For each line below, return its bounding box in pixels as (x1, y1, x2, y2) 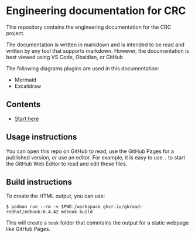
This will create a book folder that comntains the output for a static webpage (6, 219, 189, 226)
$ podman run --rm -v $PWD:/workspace (6, 204, 101, 210)
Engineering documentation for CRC (6, 4, 186, 18)
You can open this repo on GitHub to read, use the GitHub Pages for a (6, 148, 175, 155)
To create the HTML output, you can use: (6, 192, 105, 200)
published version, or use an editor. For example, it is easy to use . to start (6, 154, 186, 161)
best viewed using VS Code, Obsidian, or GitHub (6, 53, 123, 60)
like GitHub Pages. (6, 226, 51, 233)
